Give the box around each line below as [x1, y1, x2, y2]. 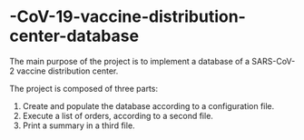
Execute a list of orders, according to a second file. [22, 110, 213, 121]
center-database [9, 25, 139, 46]
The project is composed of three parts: [9, 83, 159, 94]
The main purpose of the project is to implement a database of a [9, 55, 250, 66]
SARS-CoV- [251, 55, 296, 66]
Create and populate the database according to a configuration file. [22, 100, 275, 111]
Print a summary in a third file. [22, 120, 135, 131]
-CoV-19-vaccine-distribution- [9, 6, 247, 27]
